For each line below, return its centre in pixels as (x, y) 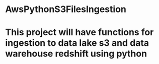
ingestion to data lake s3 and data (77, 43)
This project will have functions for (79, 33)
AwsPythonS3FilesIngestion (66, 9)
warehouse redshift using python (76, 54)
